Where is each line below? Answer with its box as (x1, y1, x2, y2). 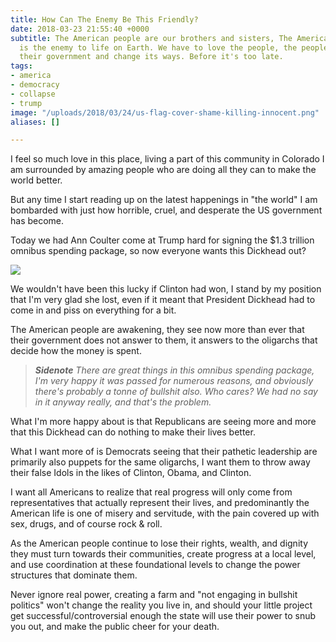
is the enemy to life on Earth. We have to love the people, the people (19, 42, 329, 53)
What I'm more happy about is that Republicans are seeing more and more (10, 416, 317, 428)
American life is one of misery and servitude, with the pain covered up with (10, 507, 320, 520)
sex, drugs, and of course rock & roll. (10, 518, 163, 530)
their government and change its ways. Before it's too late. (19, 52, 284, 62)
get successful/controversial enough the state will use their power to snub (10, 610, 317, 622)
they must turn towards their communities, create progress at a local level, (10, 548, 317, 560)
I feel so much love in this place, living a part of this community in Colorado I (10, 153, 325, 165)
